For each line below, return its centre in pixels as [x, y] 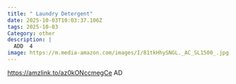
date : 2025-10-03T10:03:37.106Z [55, 20]
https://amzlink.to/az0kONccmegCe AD [65, 72]
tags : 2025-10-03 [33, 27]
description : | [30, 40]
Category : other [31, 33]
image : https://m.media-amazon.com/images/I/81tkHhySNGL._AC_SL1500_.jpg [118, 53]
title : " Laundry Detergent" [50, 14]
